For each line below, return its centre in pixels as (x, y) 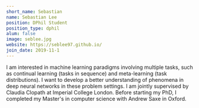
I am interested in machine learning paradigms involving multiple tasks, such (99, 67)
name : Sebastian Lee (32, 17)
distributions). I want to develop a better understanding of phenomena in (95, 80)
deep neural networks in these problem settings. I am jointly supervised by (97, 86)
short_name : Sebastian (34, 12)
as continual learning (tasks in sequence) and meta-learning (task (87, 73)
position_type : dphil (33, 28)
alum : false (21, 34)
